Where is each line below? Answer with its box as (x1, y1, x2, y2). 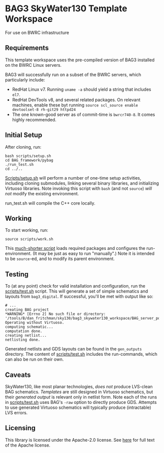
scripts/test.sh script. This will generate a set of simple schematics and (5, 288, 148, 294)
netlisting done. (5, 337, 41, 343)
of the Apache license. (5, 442, 50, 448)
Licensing (5, 424, 36, 432)
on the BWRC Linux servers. (5, 62, 62, 68)
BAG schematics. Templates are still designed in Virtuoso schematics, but (5, 389, 153, 395)
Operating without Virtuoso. (5, 320, 64, 325)
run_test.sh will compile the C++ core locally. (5, 200, 96, 206)
